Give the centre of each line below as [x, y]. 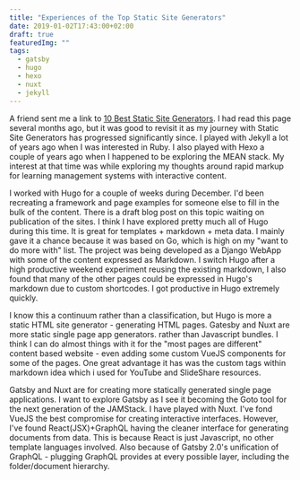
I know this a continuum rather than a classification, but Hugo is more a [141, 315]
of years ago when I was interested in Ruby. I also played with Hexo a [137, 147]
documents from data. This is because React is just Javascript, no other [142, 437]
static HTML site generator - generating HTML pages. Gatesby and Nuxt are [150, 325]
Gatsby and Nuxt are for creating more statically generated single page [140, 389]
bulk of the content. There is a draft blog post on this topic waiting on [137, 212]
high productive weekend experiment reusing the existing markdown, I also [148, 269]
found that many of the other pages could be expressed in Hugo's [131, 278]
